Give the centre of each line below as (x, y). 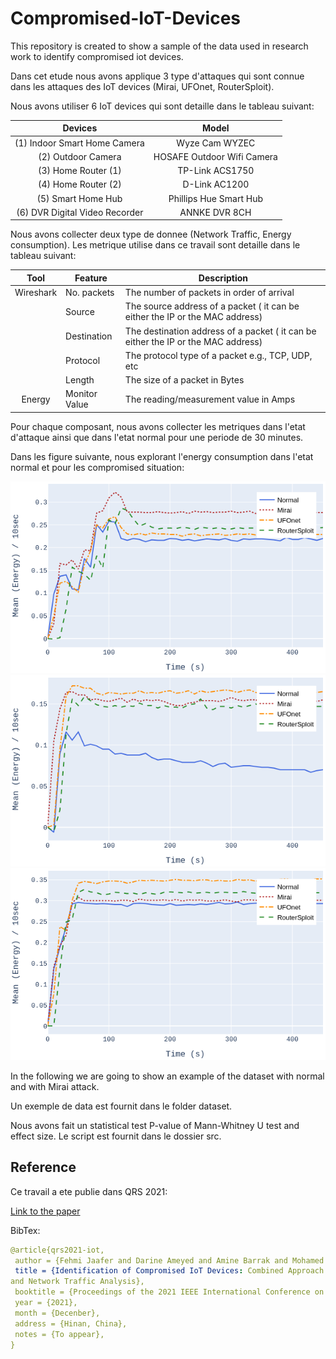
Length (80, 380)
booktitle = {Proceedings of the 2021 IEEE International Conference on (169, 1292)
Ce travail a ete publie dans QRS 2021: (89, 1191)
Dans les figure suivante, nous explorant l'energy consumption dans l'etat (162, 456)
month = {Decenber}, (57, 1313)
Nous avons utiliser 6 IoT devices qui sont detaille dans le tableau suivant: (162, 106)
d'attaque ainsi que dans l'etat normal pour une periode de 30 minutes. (157, 437)
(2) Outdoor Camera (80, 156)
